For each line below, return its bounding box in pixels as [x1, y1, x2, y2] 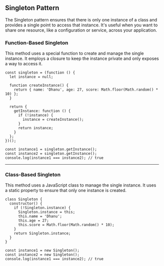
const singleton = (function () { [5, 70, 76, 75]
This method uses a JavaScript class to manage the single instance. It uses [5, 182, 156, 188]
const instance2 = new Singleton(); [5, 252, 80, 257]
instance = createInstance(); [22, 117, 84, 122]
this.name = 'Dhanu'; [18, 214, 62, 219]
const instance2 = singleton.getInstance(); [5, 151, 97, 156]
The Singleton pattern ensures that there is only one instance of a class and [5, 17, 158, 22]
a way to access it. [5, 61, 43, 67]
